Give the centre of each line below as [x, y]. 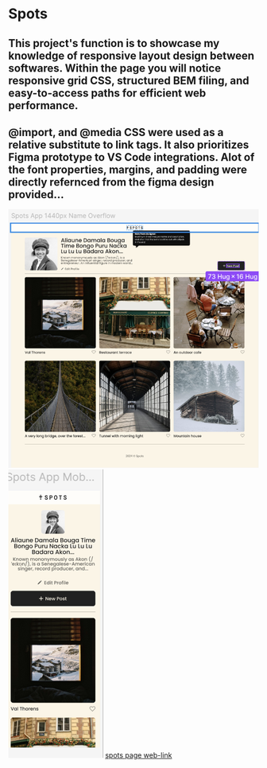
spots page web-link [138, 755]
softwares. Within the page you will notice [114, 68]
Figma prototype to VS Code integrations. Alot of [132, 157]
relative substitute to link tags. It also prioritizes [129, 144]
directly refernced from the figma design [111, 182]
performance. [43, 105]
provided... [37, 195]
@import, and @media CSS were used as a [116, 132]
